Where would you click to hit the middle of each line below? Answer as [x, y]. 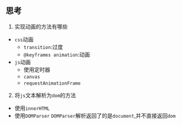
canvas [32, 77]
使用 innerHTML [32, 108]
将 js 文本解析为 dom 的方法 [45, 95]
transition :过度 [43, 46]
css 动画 [24, 39]
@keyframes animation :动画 [57, 54]
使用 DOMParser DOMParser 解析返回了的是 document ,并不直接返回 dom [95, 115]
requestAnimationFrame [52, 83]
